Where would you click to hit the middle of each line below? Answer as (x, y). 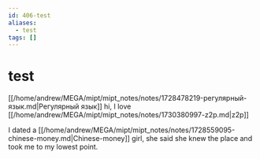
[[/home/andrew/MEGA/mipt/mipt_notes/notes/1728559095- (137, 130)
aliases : (22, 23)
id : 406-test (30, 15)
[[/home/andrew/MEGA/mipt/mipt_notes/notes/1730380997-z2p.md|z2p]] (129, 115)
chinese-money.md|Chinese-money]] (69, 139)
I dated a (22, 130)
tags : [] (22, 37)
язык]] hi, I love (106, 106)
